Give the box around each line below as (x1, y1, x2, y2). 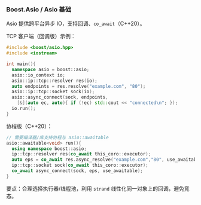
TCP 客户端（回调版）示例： (6, 33, 76, 40)
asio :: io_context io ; (11, 72, 66, 78)
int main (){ (6, 61, 36, 67)
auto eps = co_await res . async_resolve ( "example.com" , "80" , (11, 157, 165, 163)
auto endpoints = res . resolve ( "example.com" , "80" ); (11, 83, 146, 89)
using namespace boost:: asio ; (11, 145, 87, 152)
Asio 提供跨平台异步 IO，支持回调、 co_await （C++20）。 (6, 20, 145, 27)
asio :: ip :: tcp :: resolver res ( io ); (11, 78, 98, 84)
